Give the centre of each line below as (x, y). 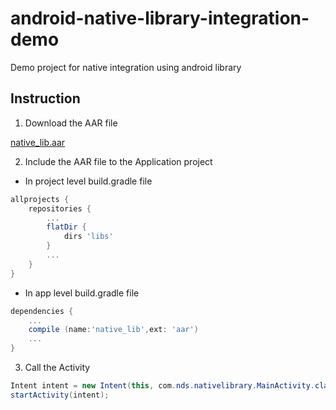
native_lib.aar (38, 142)
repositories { (60, 208)
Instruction (45, 98)
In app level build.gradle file (82, 293)
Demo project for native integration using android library (126, 67)
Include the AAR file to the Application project (118, 161)
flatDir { (66, 227)
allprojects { (40, 199)
